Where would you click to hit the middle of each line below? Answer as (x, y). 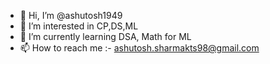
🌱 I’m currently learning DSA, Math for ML (105, 36)
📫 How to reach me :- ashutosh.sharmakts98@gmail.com (139, 48)
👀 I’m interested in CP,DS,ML (79, 26)
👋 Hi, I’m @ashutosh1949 (71, 15)
